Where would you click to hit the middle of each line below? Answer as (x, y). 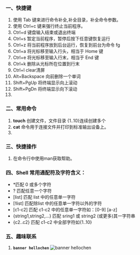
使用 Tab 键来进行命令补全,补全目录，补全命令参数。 (67, 20)
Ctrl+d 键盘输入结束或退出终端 (44, 32)
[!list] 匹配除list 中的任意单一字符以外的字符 (57, 203)
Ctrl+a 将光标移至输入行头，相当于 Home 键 (58, 51)
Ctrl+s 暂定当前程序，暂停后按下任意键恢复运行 (61, 39)
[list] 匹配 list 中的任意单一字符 (44, 197)
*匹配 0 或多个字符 (32, 185)
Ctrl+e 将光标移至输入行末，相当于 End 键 (56, 58)
